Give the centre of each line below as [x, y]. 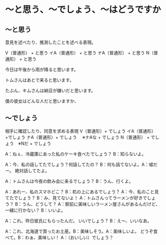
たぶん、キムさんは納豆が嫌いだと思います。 [50, 91]
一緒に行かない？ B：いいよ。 [35, 210]
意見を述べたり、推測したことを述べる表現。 [51, 42]
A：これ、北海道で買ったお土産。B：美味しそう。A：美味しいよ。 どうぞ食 [82, 231]
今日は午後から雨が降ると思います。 [42, 70]
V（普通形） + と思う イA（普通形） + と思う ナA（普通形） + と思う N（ [80, 53]
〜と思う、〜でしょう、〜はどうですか [83, 10]
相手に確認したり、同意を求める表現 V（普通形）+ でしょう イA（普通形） [81, 131]
